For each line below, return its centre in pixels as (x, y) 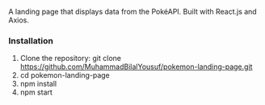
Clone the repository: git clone (70, 59)
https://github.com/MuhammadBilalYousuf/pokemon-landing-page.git (136, 67)
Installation (31, 41)
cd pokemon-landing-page (65, 75)
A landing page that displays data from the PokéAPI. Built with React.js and (132, 12)
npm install (38, 84)
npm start (36, 92)
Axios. (19, 20)
